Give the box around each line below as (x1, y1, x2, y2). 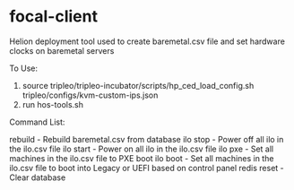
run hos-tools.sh (22, 99, 83, 109)
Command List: (9, 117, 65, 127)
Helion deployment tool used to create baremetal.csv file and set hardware (9, 36, 285, 47)
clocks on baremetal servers (9, 45, 115, 56)
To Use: (9, 63, 39, 73)
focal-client (9, 6, 99, 27)
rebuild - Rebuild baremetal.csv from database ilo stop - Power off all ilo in (9, 134, 284, 144)
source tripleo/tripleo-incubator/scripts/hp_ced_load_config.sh (22, 80, 255, 91)
